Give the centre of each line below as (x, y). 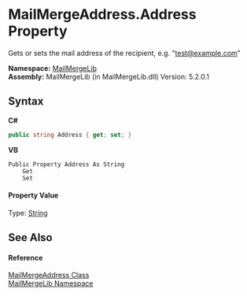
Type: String (28, 213)
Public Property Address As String (66, 164)
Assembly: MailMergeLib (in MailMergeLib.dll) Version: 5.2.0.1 (109, 76)
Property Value (33, 195)
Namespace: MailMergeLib (52, 68)
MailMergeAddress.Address (102, 15)
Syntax (26, 101)
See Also (30, 238)
